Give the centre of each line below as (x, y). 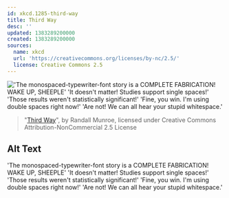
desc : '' (20, 26)
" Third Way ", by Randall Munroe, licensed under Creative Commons (120, 120)
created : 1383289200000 (41, 39)
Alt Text (24, 149)
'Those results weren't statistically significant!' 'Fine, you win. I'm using (108, 180)
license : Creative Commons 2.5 (58, 65)
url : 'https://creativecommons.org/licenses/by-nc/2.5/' (97, 59)
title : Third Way (32, 20)
